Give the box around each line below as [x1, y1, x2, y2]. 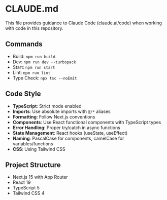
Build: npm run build [12, 53, 56, 59]
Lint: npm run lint [12, 69, 51, 75]
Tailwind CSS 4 [12, 190, 45, 196]
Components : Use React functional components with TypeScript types [12, 119, 161, 125]
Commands [5, 40, 43, 49]
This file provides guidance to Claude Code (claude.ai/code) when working [5, 20, 162, 26]
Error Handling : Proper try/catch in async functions [12, 125, 121, 131]
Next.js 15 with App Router [12, 174, 69, 180]
